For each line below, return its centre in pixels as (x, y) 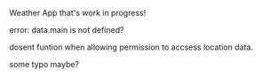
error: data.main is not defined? (67, 30)
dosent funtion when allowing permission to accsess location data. (131, 47)
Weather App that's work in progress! (78, 13)
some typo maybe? (44, 64)
